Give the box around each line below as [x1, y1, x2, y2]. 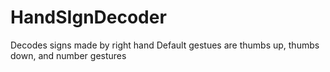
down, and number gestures [10, 49, 127, 61]
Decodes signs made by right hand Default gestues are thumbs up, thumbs [10, 39, 320, 51]
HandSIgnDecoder [10, 6, 167, 29]
